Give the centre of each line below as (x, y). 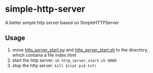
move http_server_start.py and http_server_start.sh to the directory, (80, 49)
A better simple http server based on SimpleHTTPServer (62, 23)
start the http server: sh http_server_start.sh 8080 (64, 60)
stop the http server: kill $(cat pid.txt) (54, 65)
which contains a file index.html (44, 55)
